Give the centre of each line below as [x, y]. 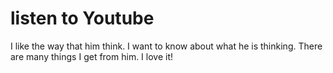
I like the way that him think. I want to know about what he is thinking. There [166, 46]
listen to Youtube [82, 18]
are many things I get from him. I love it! [92, 56]
